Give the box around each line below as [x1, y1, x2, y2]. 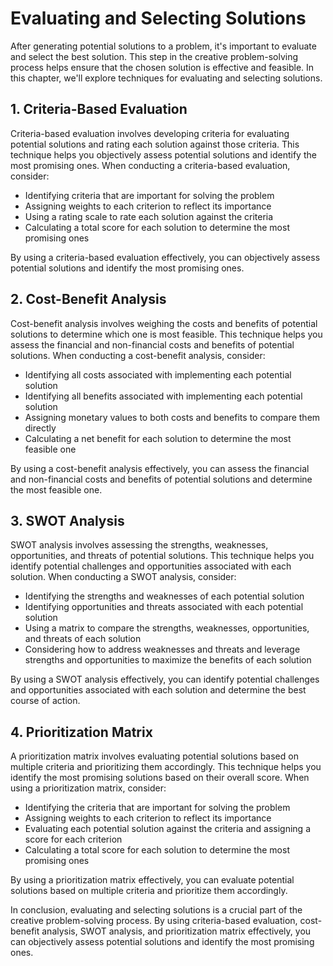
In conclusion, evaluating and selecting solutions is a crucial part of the [10, 904, 303, 916]
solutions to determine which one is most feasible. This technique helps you [10, 328, 323, 340]
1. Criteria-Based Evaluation [10, 101, 188, 118]
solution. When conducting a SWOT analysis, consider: [10, 571, 237, 583]
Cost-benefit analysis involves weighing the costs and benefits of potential [10, 317, 318, 329]
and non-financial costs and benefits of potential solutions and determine [10, 473, 313, 485]
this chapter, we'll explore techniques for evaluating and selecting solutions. [10, 72, 323, 84]
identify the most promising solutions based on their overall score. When [10, 772, 310, 784]
